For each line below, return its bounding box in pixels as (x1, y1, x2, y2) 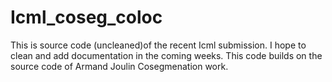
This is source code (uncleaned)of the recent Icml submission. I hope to (10, 39, 307, 51)
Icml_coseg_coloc (10, 6, 163, 29)
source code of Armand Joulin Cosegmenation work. (10, 60, 229, 72)
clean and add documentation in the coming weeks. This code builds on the (10, 49, 323, 61)
